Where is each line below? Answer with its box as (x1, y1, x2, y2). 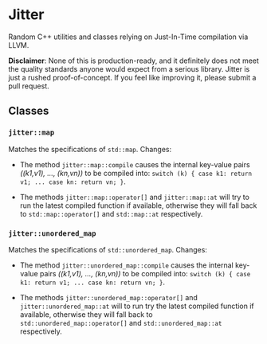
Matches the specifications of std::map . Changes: (8, 144, 172, 154)
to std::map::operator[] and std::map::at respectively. (19, 209, 203, 218)
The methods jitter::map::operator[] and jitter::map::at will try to (19, 192, 249, 201)
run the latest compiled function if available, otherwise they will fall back (19, 201, 257, 210)
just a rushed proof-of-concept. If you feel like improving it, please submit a (8, 72, 257, 82)
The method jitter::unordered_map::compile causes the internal (19, 260, 234, 270)
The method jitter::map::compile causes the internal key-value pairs (19, 159, 250, 169)
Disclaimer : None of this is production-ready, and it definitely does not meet (8, 56, 259, 65)
